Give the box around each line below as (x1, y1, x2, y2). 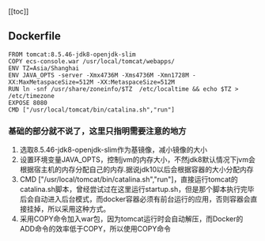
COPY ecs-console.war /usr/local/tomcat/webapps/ (8, 57, 176, 66)
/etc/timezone (8, 92, 55, 100)
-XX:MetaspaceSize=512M (96, 78, 176, 86)
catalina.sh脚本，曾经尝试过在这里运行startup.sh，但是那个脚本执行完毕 (19, 185, 255, 194)
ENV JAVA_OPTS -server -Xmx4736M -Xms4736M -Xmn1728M (8, 71, 190, 79)
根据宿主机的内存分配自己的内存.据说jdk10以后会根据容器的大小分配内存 (19, 165, 255, 175)
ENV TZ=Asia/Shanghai (8, 64, 80, 72)
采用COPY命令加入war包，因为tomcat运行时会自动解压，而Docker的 (19, 214, 244, 224)
